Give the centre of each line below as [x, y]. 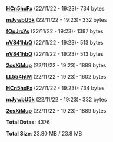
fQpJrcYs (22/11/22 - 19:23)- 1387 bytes [55, 31]
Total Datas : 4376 [28, 122]
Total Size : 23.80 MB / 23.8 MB [44, 133]
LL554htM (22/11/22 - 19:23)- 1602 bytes [56, 77]
